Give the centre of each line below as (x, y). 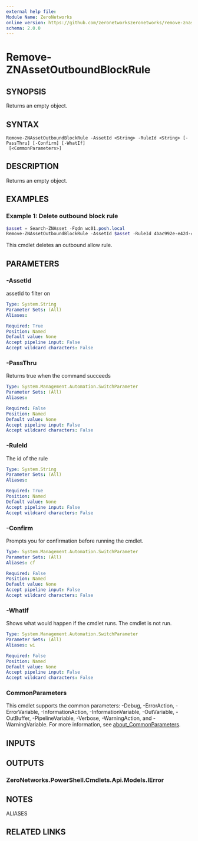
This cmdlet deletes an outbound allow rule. (59, 245)
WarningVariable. (27, 725)
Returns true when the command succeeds (58, 376)
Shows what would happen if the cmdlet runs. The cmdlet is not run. (89, 624)
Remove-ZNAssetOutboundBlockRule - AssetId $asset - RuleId (79, 234)
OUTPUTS (25, 763)
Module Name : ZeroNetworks (39, 17)
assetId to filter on (28, 293)
